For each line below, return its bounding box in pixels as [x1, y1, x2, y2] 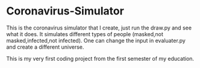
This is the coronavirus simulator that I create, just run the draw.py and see [6, 24, 192, 31]
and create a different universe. [6, 43, 84, 51]
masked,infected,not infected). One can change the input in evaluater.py [6, 37, 186, 44]
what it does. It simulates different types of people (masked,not [6, 30, 164, 37]
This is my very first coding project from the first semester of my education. [6, 55, 195, 62]
